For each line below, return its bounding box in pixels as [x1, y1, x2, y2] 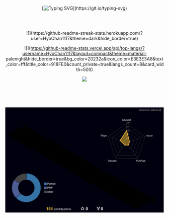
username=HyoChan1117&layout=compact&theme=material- [22, 50, 147, 56]
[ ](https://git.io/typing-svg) [42, 5, 127, 11]
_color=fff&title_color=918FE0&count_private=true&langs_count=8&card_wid [5, 61, 164, 67]
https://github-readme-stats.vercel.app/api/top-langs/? [30, 45, 145, 51]
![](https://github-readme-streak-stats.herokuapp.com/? [26, 30, 143, 36]
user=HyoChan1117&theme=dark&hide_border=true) [31, 35, 138, 41]
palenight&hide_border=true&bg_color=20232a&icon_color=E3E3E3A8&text [6, 56, 163, 62]
